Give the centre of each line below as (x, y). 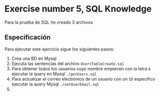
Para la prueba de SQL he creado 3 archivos (49, 22)
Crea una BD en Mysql (34, 58)
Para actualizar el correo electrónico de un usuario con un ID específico (83, 79)
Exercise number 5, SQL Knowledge (78, 9)
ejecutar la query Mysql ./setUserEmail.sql (55, 84)
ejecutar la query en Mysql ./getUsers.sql (54, 74)
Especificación (28, 37)
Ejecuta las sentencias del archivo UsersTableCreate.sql (68, 63)
